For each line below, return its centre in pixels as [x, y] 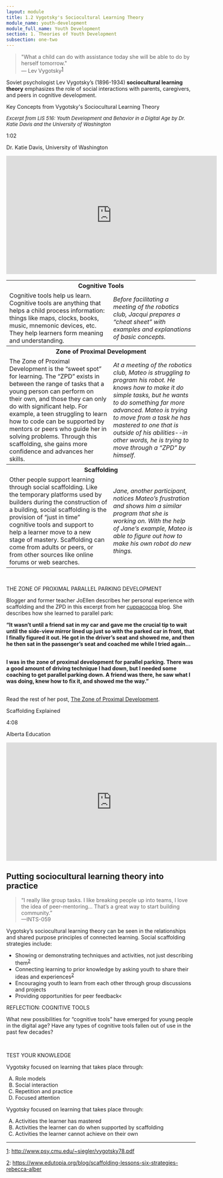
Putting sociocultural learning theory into [85, 877]
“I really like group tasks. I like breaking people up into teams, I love [104, 900]
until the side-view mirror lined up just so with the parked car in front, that [100, 631]
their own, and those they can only [58, 398]
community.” [37, 913]
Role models [30, 1078]
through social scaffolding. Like [53, 487]
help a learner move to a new [50, 532]
